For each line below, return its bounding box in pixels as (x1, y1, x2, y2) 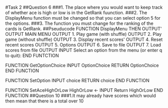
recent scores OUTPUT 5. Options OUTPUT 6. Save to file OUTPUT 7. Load (5, 42, 161, 47)
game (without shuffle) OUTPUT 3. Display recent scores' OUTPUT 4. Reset (5, 36, 163, 42)
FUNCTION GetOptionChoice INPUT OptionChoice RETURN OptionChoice (5, 63, 159, 68)
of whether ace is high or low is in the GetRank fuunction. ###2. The (5, 10, 147, 16)
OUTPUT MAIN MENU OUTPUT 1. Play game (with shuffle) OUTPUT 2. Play (5, 31, 162, 37)
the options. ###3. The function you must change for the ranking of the (5, 20, 154, 26)
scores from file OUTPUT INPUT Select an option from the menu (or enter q (5, 47, 162, 53)
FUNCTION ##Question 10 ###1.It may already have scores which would (5, 93, 156, 98)
